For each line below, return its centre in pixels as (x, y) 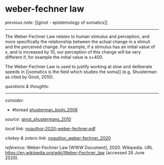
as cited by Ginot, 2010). (30, 77)
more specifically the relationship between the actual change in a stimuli (78, 41)
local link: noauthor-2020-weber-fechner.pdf (51, 128)
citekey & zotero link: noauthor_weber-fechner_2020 (58, 138)
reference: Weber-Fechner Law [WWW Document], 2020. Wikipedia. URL (79, 147)
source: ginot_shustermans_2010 (38, 119)
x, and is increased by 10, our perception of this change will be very (73, 52)
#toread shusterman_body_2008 (45, 110)
